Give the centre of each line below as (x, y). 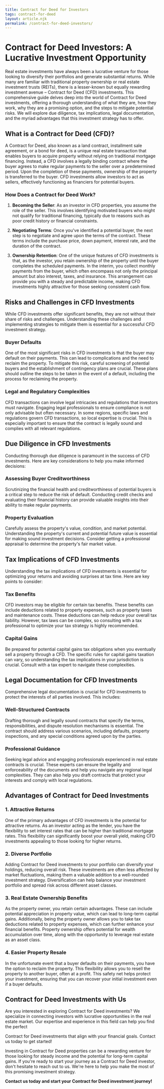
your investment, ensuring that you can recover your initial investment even (81, 979)
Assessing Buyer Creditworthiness (47, 479)
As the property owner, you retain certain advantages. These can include (79, 909)
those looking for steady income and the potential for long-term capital (77, 1056)
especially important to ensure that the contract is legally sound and (74, 423)
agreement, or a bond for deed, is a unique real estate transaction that (76, 151)
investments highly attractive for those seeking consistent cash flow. (81, 287)
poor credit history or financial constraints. (55, 221)
